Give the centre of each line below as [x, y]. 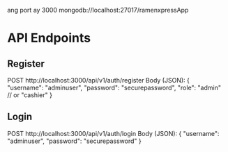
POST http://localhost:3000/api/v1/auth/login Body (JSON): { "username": [113, 133]
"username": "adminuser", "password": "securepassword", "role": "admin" [114, 87]
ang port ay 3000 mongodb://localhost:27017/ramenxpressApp [98, 10]
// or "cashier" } [30, 95]
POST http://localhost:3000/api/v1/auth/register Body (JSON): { [98, 80]
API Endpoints [49, 38]
